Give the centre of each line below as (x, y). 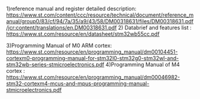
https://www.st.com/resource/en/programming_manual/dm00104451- (92, 52)
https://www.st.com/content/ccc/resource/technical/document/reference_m (100, 15)
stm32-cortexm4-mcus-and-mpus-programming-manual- (78, 83)
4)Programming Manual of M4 (143, 64)
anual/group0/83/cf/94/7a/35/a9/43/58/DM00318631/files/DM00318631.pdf (100, 21)
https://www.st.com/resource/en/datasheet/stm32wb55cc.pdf (83, 34)
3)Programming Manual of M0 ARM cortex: (59, 45)
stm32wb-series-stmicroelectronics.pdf (55, 64)
